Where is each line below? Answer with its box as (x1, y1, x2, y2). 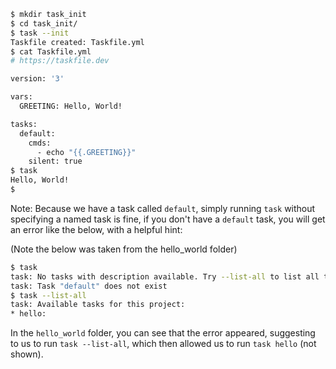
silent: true (28, 156, 83, 167)
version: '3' (10, 74, 65, 84)
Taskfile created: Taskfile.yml (10, 37, 145, 47)
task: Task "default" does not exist (10, 281, 168, 291)
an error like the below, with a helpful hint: (10, 223, 183, 235)
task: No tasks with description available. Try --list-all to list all (10, 271, 320, 282)
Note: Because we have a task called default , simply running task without (10, 202, 316, 214)
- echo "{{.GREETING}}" (36, 147, 137, 157)
